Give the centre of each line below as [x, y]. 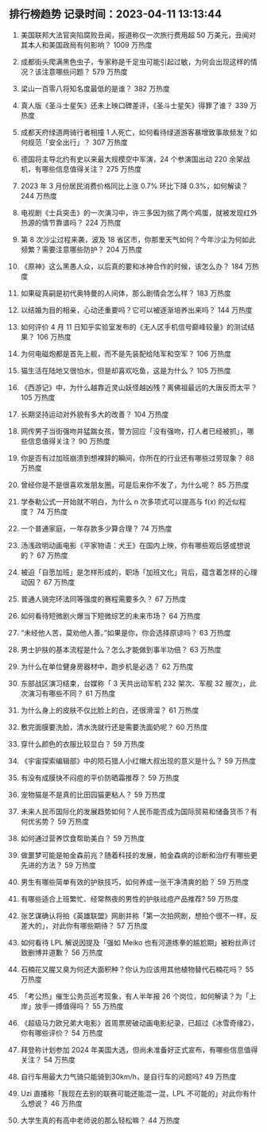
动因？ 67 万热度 [48, 581]
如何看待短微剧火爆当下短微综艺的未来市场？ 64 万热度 [110, 616]
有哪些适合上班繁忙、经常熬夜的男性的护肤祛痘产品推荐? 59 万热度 [130, 898]
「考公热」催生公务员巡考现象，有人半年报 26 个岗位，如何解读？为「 [135, 996]
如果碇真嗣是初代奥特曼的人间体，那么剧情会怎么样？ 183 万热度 [126, 293]
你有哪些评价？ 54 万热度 [62, 1033]
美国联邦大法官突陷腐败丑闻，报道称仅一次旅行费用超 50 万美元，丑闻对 [138, 35]
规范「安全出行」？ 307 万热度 [77, 142]
